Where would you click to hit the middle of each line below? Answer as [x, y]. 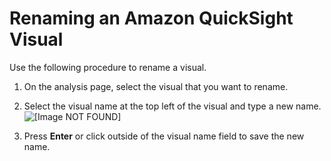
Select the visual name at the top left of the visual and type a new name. [172, 106]
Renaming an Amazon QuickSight [151, 18]
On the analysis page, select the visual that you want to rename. [156, 86]
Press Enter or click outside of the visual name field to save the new [164, 136]
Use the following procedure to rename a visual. [108, 67]
